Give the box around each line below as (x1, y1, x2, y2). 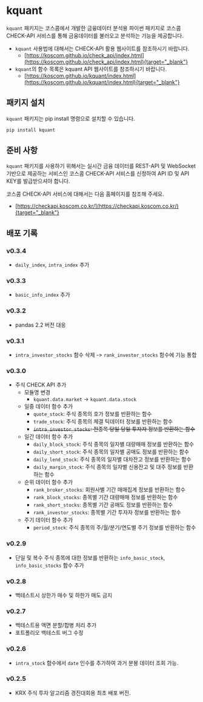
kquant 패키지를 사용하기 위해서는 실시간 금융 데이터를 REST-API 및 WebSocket (6, 162, 196, 170)
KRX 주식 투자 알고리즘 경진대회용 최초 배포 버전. (15, 689, 131, 697)
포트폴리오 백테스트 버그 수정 (15, 629, 84, 637)
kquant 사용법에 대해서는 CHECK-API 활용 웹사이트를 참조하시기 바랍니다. (15, 45, 190, 52)
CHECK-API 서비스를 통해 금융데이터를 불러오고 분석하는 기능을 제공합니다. (6, 31, 184, 39)
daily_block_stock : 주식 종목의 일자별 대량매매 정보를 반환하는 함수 (33, 440, 195, 448)
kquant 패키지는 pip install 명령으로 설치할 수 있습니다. (6, 114, 135, 122)
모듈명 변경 (24, 389, 50, 396)
